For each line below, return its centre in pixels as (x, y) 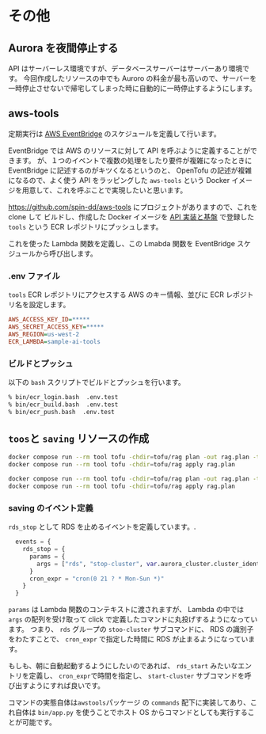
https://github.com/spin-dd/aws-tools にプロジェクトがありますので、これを (133, 207)
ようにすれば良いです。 (67, 686)
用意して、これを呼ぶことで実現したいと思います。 (104, 190)
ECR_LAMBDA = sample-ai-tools (55, 341)
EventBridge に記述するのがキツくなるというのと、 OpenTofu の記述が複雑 (130, 170)
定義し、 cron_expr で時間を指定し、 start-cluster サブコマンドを (137, 676)
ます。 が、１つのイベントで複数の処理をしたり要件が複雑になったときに (133, 160)
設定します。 (49, 305)
